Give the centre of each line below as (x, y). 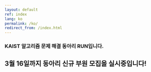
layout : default (21, 10)
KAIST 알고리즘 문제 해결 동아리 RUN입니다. (54, 46)
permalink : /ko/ (21, 23)
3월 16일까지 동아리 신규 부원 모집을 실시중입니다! (75, 64)
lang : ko (14, 19)
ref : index (16, 14)
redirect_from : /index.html (34, 28)
